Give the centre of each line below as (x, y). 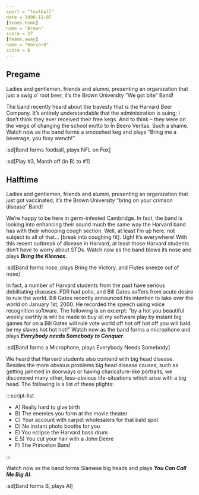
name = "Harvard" (28, 45)
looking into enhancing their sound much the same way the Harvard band (96, 225)
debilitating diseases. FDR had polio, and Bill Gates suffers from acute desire (100, 292)
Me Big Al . (19, 474)
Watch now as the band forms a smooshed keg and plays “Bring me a (91, 132)
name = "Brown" (25, 28)
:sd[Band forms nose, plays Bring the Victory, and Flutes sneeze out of (93, 267)
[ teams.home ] (22, 23)
